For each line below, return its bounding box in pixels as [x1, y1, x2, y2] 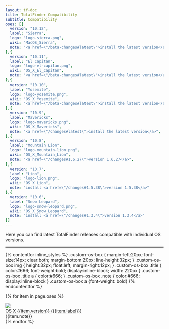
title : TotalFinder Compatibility [5, 12, 78, 17]
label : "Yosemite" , [10, 87, 51, 92]
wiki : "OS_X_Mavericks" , [10, 124, 62, 129]
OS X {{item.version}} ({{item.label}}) [5, 308, 82, 314]
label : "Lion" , [10, 171, 42, 176]
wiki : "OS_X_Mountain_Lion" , [10, 152, 71, 157]
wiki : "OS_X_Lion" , [10, 181, 51, 186]
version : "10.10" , [10, 82, 49, 87]
